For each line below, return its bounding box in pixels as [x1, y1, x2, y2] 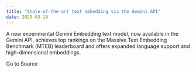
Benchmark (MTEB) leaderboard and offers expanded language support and [6, 42, 190, 50]
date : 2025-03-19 [6, 14, 49, 20]
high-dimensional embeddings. [6, 49, 81, 56]
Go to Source [6, 60, 38, 67]
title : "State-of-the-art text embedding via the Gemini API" [6, 8, 161, 15]
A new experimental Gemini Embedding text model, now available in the [6, 30, 179, 37]
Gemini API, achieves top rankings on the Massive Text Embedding [6, 36, 167, 43]
